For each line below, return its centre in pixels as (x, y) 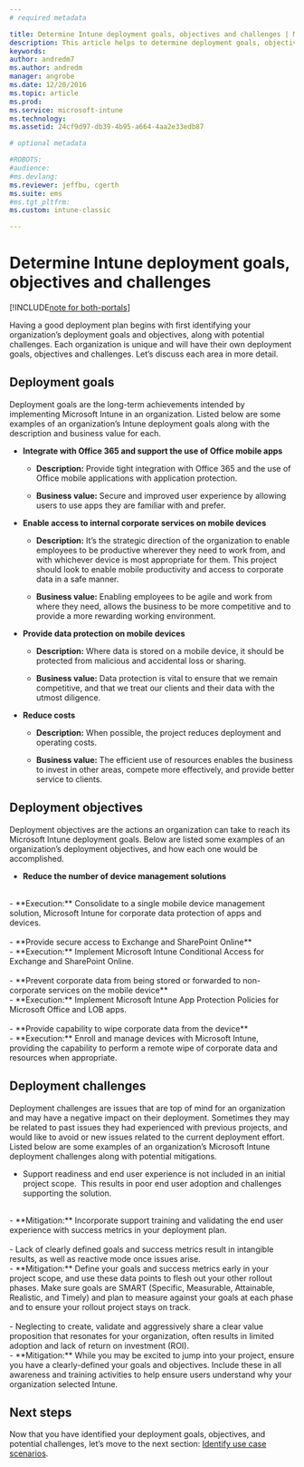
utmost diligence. (68, 697)
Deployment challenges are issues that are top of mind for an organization (147, 1108)
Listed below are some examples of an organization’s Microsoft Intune (140, 1146)
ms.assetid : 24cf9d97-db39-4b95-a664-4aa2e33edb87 (107, 127)
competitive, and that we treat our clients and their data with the (155, 688)
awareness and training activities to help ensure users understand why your (151, 1374)
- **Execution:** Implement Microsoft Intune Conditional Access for (137, 951)
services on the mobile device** (108, 990)
